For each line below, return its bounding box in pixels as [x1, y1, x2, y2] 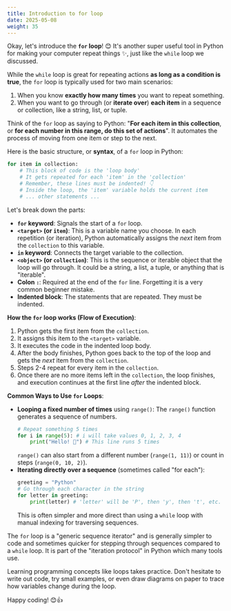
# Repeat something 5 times [17, 426, 98, 432]
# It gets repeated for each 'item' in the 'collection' [19, 174, 187, 181]
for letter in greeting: [17, 492, 89, 499]
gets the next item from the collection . [17, 356, 129, 364]
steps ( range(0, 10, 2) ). [17, 458, 88, 467]
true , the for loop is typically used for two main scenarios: [7, 77, 174, 86]
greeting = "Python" [17, 479, 77, 486]
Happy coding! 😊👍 [7, 596, 63, 604]
